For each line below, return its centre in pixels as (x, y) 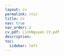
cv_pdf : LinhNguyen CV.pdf (32, 32)
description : (18, 37)
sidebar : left (24, 46)
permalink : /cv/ (21, 14)
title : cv (15, 19)
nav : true (15, 23)
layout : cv (16, 9)
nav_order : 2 (18, 28)
